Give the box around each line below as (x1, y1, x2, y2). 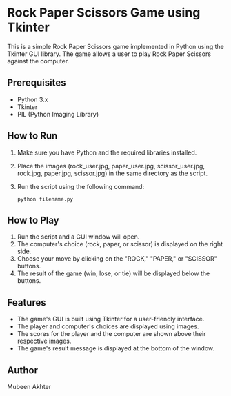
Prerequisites (7, 77, 66, 89)
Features (7, 297, 46, 308)
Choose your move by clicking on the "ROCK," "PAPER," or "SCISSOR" (17, 255, 217, 263)
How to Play (7, 214, 60, 226)
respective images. (17, 337, 72, 346)
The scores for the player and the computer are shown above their (17, 330, 206, 338)
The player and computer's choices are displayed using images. (17, 322, 199, 330)
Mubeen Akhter (7, 383, 52, 390)
